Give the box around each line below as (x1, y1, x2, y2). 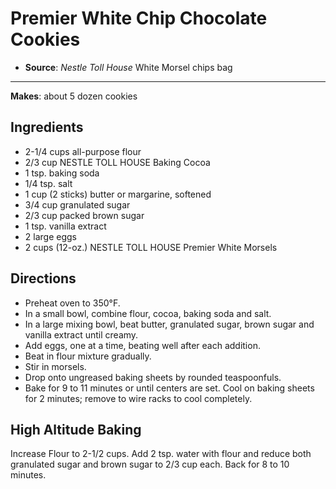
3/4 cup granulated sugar (24, 198, 131, 211)
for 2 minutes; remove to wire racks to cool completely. (24, 392, 253, 404)
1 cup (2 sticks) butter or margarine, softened (24, 188, 212, 200)
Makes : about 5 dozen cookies (10, 90, 138, 102)
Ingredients (10, 119, 84, 136)
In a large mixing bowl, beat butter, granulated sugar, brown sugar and (24, 318, 315, 330)
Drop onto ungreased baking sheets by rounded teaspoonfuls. (24, 371, 282, 383)
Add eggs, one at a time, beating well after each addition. (24, 339, 261, 351)
